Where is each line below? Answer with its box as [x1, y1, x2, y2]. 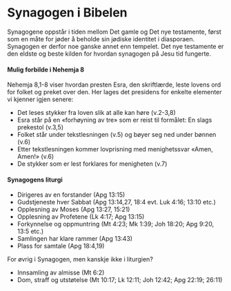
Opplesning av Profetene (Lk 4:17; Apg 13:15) [17, 213, 145, 221]
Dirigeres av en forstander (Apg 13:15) [17, 191, 125, 199]
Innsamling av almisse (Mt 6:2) [17, 268, 105, 277]
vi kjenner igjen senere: [7, 95, 74, 104]
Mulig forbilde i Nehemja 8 [7, 65, 85, 74]
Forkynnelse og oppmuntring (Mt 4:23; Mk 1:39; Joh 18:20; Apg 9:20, [17, 220, 214, 228]
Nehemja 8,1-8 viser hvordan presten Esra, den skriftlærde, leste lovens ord [7, 80, 221, 89]
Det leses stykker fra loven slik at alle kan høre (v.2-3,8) [17, 109, 176, 117]
